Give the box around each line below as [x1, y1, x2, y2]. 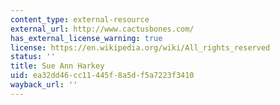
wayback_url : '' [10, 80, 78, 90]
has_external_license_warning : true [10, 33, 163, 43]
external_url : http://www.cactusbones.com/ [10, 24, 195, 34]
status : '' [10, 52, 56, 62]
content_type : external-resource [10, 14, 150, 25]
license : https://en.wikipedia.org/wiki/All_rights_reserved [10, 42, 271, 53]
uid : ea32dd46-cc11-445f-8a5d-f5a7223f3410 [10, 71, 195, 81]
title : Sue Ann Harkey [10, 61, 105, 71]
